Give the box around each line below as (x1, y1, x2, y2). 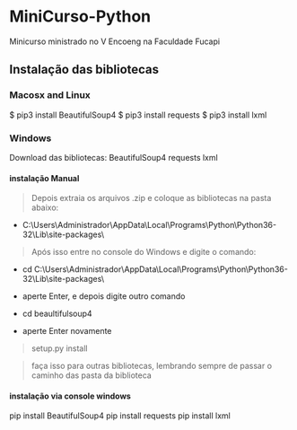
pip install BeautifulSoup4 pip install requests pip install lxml (9, 410, 231, 421)
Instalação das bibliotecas (9, 62, 160, 77)
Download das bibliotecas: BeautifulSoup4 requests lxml (9, 152, 218, 162)
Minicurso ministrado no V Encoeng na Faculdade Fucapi (9, 36, 221, 47)
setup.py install (31, 343, 88, 354)
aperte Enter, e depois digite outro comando (22, 291, 186, 302)
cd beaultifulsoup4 (22, 308, 92, 320)
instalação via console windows (9, 391, 132, 401)
